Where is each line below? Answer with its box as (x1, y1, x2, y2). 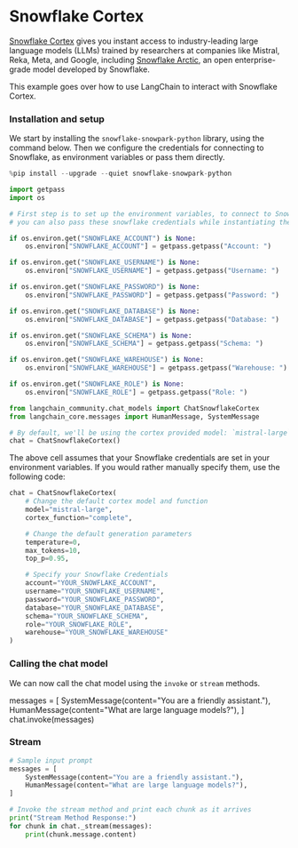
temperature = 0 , (25, 538, 82, 547)
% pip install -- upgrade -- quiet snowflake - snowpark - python (9, 169, 232, 179)
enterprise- (234, 54, 277, 65)
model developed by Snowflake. (32, 64, 151, 75)
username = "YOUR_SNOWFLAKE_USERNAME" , (25, 587, 165, 596)
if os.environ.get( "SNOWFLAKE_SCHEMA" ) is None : (9, 331, 192, 340)
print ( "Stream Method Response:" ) (9, 813, 137, 823)
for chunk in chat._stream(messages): (9, 821, 153, 830)
